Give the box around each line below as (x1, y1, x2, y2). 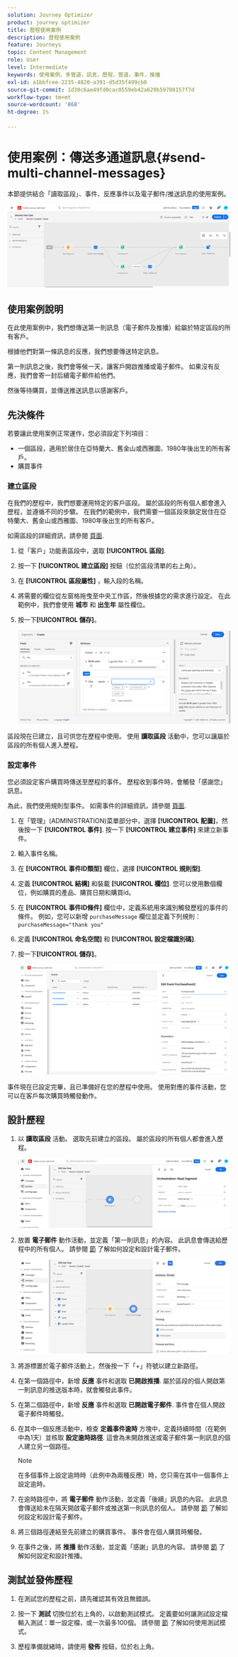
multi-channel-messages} (7, 165, 166, 181)
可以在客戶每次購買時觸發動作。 (7, 1092, 101, 1100)
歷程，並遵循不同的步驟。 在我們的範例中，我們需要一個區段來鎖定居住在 (7, 507, 220, 516)
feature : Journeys (7, 41, 62, 49)
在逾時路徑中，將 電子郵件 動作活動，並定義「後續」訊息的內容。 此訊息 (17, 1495, 228, 1503)
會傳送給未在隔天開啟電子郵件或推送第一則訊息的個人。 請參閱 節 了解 (17, 1503, 222, 1512)
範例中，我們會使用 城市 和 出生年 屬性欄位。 (17, 601, 149, 609)
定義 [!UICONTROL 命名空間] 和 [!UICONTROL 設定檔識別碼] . (17, 935, 196, 944)
